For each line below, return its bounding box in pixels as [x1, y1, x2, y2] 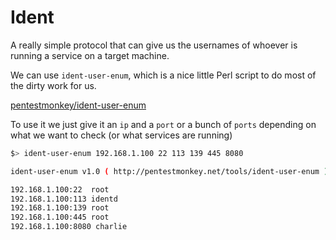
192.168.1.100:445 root [10, 212, 110, 223]
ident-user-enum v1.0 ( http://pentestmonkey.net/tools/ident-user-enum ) [10, 166, 329, 176]
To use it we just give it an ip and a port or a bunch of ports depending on [10, 118, 317, 130]
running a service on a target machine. [10, 49, 170, 61]
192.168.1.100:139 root [10, 203, 110, 213]
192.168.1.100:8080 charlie [10, 222, 128, 232]
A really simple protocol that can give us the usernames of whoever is [10, 39, 298, 51]
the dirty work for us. [10, 79, 97, 91]
